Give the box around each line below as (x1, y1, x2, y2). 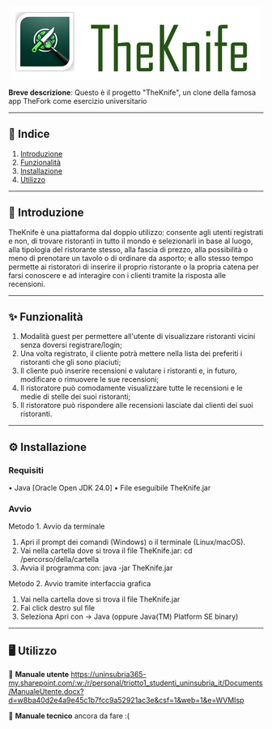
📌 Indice (8, 127, 50, 141)
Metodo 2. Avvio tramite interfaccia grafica (8, 579, 151, 589)
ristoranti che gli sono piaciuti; (19, 358, 121, 367)
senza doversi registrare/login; (19, 340, 123, 350)
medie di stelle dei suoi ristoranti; (19, 392, 131, 401)
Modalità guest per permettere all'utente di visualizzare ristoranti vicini (19, 332, 256, 341)
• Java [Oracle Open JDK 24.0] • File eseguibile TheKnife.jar (8, 483, 211, 493)
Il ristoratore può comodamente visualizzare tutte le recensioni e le (19, 384, 243, 393)
